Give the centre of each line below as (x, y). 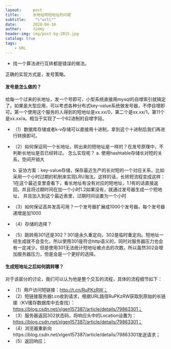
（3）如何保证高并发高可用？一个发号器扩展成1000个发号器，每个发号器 (89, 206)
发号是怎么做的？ (23, 87)
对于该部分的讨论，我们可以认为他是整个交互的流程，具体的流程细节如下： (84, 279)
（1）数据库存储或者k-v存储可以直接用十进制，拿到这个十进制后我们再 (87, 129)
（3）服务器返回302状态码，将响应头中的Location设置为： (74, 316)
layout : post (24, 10)
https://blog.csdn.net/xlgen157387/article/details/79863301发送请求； (87, 335)
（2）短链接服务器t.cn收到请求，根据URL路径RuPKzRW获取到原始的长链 (89, 296)
